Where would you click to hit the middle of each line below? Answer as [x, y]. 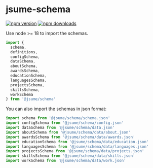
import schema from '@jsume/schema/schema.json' [58, 118]
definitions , [24, 52]
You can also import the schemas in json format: [56, 109]
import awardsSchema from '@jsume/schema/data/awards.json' [71, 137]
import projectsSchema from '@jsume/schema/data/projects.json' [75, 151]
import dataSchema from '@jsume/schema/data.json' [60, 128]
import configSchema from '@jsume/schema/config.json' [65, 123]
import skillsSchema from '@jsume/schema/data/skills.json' [71, 156]
